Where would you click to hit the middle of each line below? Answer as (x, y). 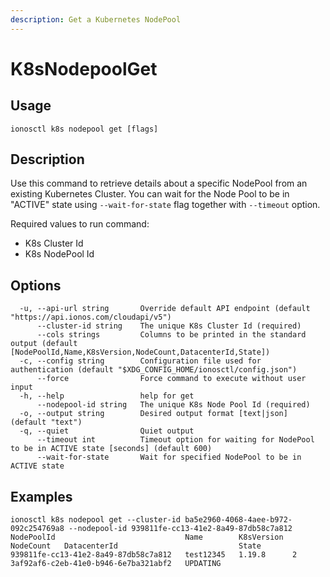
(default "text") (46, 422)
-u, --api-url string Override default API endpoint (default (165, 309)
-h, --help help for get (107, 396)
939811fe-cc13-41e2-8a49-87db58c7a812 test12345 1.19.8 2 (154, 555)
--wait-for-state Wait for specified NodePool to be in (169, 457)
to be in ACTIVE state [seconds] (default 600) (111, 449)
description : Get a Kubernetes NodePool (96, 19)
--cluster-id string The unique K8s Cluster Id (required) (169, 326)
